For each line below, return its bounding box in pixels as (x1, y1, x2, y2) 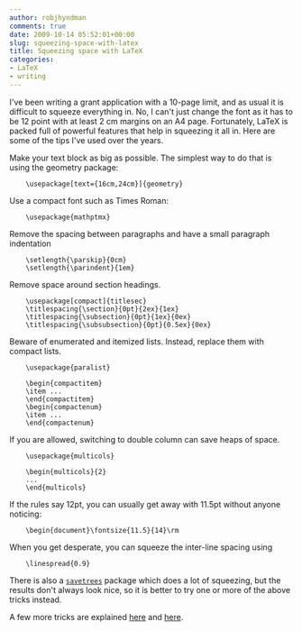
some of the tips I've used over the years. (9, 134, 164, 145)
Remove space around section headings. (9, 279, 161, 289)
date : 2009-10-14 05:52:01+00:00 (9, 30, 135, 39)
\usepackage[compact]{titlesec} (25, 297, 147, 306)
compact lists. (9, 345, 61, 356)
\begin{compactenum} (25, 402, 103, 411)
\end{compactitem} (25, 394, 95, 404)
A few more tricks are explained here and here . (9, 611, 184, 622)
